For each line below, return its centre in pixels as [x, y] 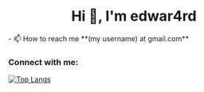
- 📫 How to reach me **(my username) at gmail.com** [99, 38]
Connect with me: [43, 62]
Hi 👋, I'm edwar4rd [134, 16]
